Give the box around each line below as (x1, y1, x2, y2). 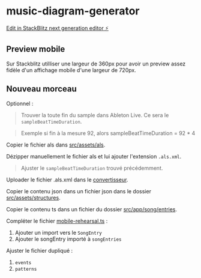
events (14, 259, 32, 265)
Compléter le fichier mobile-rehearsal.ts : (6, 217, 108, 225)
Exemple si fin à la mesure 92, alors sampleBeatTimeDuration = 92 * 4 (20, 129, 196, 136)
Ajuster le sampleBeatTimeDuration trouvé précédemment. (20, 164, 163, 172)
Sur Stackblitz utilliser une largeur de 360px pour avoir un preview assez (6, 60, 186, 67)
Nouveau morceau (6, 84, 77, 94)
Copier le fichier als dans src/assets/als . (6, 141, 106, 148)
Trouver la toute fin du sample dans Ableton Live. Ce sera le (20, 111, 169, 118)
